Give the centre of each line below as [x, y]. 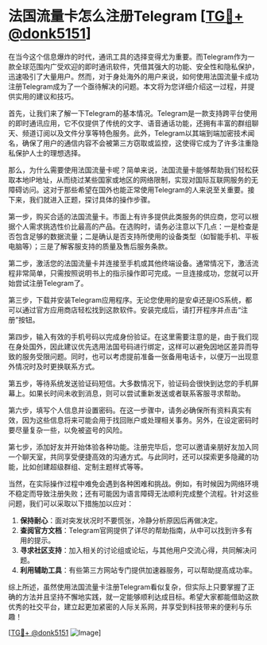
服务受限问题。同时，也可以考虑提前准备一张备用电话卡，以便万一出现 [137, 356]
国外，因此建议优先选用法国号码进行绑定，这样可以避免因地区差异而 [140, 346]
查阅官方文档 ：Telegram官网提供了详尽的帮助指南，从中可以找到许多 [133, 530]
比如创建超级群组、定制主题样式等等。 [85, 466]
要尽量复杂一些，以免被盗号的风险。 [68, 430]
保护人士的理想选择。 [50, 153]
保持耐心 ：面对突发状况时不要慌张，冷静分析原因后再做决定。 [121, 520]
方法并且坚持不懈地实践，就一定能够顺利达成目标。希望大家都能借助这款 [140, 597]
